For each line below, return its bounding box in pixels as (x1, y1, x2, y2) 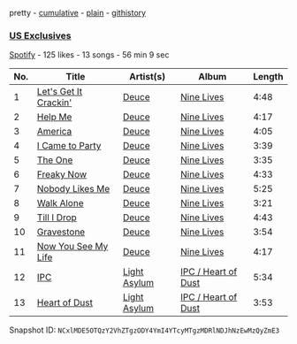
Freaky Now (36, 168, 88, 180)
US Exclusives (9, 29, 72, 42)
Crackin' (36, 96, 72, 109)
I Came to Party (36, 140, 102, 152)
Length (253, 71, 284, 83)
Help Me (36, 111, 72, 123)
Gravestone (36, 226, 86, 238)
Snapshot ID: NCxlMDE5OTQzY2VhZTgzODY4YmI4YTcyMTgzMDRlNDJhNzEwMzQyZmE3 (9, 325, 280, 335)
